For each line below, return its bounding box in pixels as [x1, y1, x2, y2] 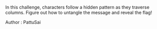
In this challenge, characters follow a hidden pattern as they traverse [5, 4, 149, 10]
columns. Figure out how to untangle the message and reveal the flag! [5, 9, 152, 15]
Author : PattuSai [5, 19, 41, 25]
